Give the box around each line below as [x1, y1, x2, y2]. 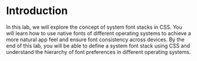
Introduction [6, 4, 68, 18]
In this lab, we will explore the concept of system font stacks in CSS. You [6, 23, 182, 30]
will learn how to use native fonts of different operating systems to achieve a [6, 29, 191, 36]
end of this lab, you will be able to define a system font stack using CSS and [6, 42, 191, 49]
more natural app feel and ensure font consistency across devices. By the [6, 36, 185, 43]
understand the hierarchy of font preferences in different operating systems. [6, 48, 191, 55]
